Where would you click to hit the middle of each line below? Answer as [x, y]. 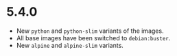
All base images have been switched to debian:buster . [93, 38]
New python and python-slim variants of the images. [90, 31]
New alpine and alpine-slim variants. [70, 45]
